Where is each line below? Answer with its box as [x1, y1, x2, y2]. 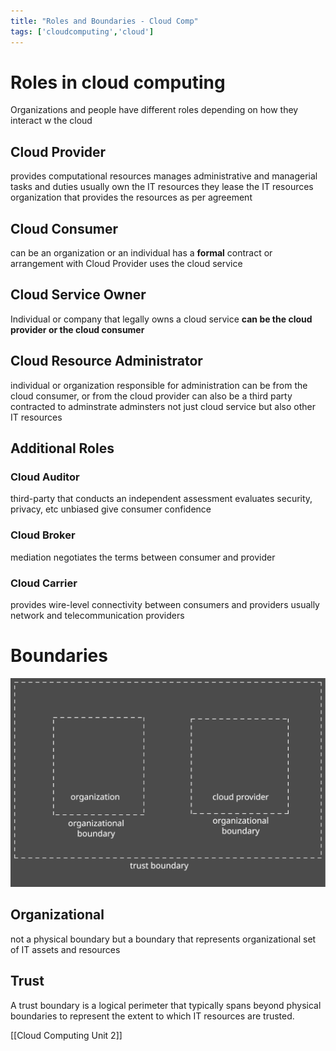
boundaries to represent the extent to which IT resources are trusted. [10, 1010, 295, 1022]
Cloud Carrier [10, 576, 78, 590]
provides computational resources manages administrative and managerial [10, 170, 318, 182]
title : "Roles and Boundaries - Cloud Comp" [10, 16, 199, 26]
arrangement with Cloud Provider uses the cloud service [10, 258, 243, 270]
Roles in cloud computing [10, 71, 226, 94]
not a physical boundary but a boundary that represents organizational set [10, 933, 317, 945]
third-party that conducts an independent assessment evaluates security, [10, 493, 313, 505]
